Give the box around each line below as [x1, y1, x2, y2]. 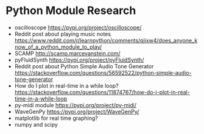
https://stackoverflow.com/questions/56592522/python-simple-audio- [14, 69, 192, 76]
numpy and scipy [14, 121, 58, 128]
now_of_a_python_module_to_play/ [14, 43, 102, 51]
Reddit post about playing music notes [14, 30, 111, 37]
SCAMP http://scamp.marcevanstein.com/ [14, 49, 121, 57]
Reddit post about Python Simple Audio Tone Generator [14, 62, 154, 70]
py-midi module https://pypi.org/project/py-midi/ [14, 101, 137, 108]
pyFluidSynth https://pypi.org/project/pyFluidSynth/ [14, 56, 144, 63]
